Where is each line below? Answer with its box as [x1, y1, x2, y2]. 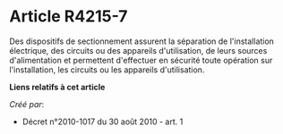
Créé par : [9, 98, 45, 109]
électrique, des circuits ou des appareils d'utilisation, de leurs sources [9, 45, 268, 55]
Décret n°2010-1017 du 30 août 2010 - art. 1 [21, 116, 184, 127]
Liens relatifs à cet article [9, 81, 106, 92]
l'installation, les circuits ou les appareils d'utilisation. [9, 64, 205, 75]
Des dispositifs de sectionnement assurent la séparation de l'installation [9, 36, 275, 46]
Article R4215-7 [9, 6, 128, 27]
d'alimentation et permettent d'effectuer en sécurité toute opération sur [9, 54, 273, 65]
